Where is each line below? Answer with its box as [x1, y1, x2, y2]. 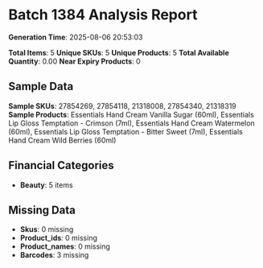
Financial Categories [8, 159, 114, 172]
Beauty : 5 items [19, 179, 74, 190]
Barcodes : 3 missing [19, 250, 89, 260]
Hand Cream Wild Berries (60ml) [8, 135, 117, 145]
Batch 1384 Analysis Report [8, 6, 198, 24]
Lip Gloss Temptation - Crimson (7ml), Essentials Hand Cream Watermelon [8, 118, 255, 128]
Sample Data [8, 80, 74, 93]
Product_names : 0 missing [19, 241, 111, 251]
